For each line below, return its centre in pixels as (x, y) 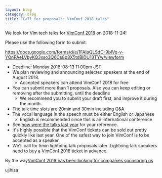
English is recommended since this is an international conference (86, 120)
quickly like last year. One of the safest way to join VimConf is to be (81, 135)
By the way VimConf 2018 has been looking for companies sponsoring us (79, 161)
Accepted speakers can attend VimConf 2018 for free (74, 83)
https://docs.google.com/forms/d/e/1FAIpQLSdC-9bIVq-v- (64, 52)
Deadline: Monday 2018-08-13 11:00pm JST (57, 67)
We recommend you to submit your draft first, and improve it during (88, 98)
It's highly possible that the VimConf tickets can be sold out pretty (80, 130)
